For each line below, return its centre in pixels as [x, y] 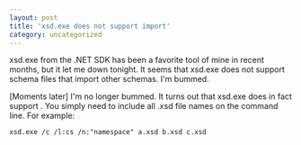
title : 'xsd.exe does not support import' [90, 26]
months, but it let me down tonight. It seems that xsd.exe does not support [147, 69]
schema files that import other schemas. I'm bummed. [109, 79]
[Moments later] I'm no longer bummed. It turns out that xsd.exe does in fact [150, 96]
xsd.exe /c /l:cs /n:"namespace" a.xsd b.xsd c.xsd [108, 132]
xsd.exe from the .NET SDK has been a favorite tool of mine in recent [137, 60]
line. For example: [42, 116]
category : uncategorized [56, 34]
